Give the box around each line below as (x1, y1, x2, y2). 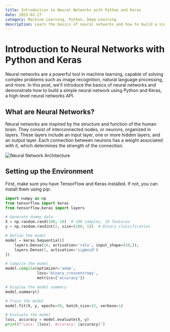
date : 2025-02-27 (5, 12, 42, 17)
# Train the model (5, 298, 44, 304)
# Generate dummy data (5, 215, 53, 220)
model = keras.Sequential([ (5, 237, 65, 243)
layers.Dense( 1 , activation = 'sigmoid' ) (14, 247, 99, 252)
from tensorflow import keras (5, 200, 69, 206)
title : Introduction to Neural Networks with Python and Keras (5, 7, 142, 13)
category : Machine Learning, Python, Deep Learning (5, 17, 116, 22)
